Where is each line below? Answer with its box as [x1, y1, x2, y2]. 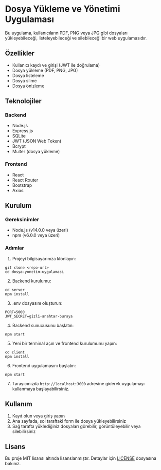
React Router [12, 177, 38, 183]
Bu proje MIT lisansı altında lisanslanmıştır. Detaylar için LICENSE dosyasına [5, 455, 157, 461]
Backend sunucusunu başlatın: [12, 322, 74, 328]
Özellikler [5, 49, 35, 58]
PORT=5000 [5, 310, 25, 314]
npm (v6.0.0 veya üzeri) [12, 233, 60, 238]
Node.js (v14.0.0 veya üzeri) [12, 227, 69, 233]
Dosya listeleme [12, 72, 45, 78]
